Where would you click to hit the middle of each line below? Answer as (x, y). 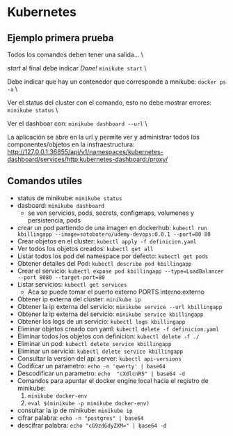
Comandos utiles (45, 181)
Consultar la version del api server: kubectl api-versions (99, 358)
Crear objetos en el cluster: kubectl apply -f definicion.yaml (107, 241)
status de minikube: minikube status (70, 198)
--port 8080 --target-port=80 (61, 277)
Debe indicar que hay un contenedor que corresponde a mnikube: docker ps (116, 82)
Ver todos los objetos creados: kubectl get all (85, 248)
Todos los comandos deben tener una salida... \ (75, 54)
